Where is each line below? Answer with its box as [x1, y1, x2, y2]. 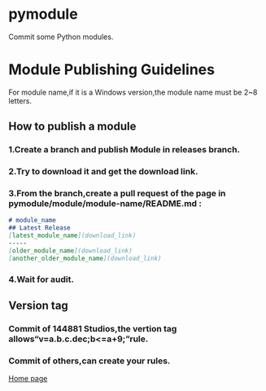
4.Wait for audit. [8, 274, 75, 285]
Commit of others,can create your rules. [8, 355, 171, 367]
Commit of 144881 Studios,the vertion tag [8, 323, 177, 334]
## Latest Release [8, 224, 71, 232]
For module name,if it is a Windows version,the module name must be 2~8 [8, 87, 258, 97]
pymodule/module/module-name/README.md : [8, 198, 202, 209]
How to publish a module [8, 120, 137, 134]
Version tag [8, 298, 69, 312]
